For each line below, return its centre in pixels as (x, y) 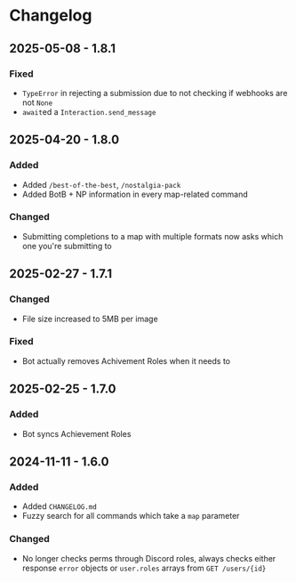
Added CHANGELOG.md (60, 506)
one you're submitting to (67, 246)
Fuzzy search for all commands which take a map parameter (131, 516)
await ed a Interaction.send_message (89, 111)
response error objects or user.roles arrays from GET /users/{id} (144, 568)
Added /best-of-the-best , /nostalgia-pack (101, 184)
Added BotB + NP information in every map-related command (135, 194)
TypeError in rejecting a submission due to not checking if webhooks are (155, 93)
